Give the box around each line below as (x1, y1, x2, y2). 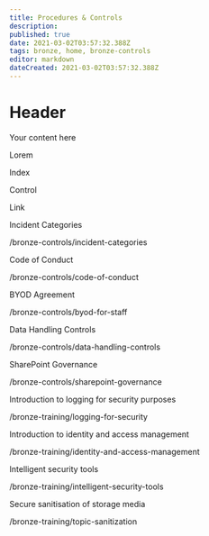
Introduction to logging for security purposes (9, 394, 177, 404)
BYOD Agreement (9, 289, 75, 300)
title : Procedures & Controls (9, 13, 123, 23)
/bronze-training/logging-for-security (9, 411, 149, 422)
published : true (9, 30, 70, 39)
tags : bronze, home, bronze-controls (9, 47, 151, 56)
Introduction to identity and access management (9, 429, 189, 440)
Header (9, 103, 66, 123)
